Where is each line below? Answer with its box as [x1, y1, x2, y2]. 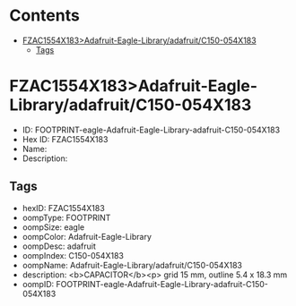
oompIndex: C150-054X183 [22, 250, 124, 260]
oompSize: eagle [22, 221, 85, 233]
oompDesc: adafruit [22, 241, 97, 251]
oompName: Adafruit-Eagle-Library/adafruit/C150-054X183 [22, 259, 242, 270]
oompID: [22, 278, 55, 289]
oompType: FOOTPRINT [22, 212, 111, 223]
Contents [9, 5, 81, 26]
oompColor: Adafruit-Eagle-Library [22, 231, 152, 242]
